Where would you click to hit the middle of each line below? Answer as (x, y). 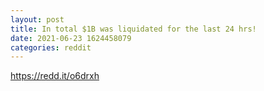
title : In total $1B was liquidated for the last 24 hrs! (133, 29)
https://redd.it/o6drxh (55, 76)
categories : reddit (51, 47)
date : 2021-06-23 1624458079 (71, 38)
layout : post (37, 19)
